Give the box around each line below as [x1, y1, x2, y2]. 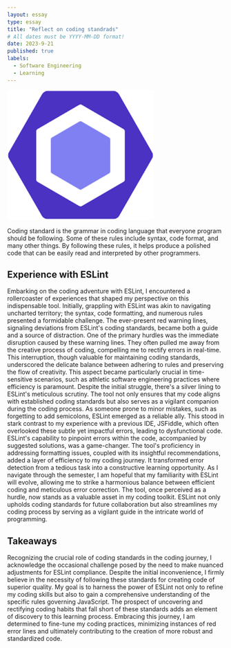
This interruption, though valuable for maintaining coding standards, [7, 353, 201, 361]
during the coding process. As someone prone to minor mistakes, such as [7, 405, 217, 413]
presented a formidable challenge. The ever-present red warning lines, [7, 316, 208, 325]
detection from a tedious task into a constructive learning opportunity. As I [7, 464, 219, 472]
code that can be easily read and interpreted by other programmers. [7, 249, 201, 257]
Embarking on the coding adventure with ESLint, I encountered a [7, 287, 191, 296]
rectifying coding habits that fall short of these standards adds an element [7, 605, 218, 613]
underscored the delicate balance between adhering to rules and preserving [7, 361, 224, 369]
